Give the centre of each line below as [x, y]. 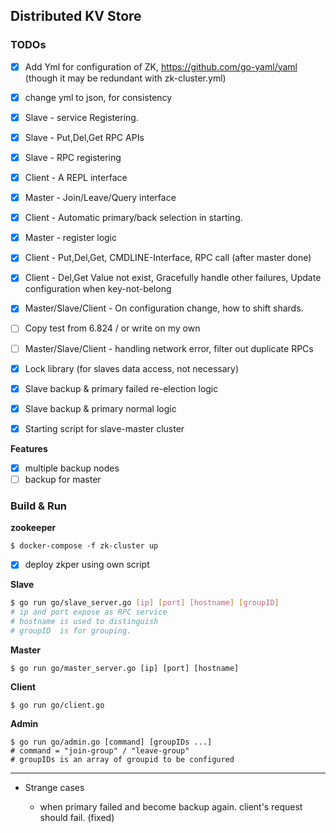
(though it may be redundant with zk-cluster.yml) [125, 78]
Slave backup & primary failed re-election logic [121, 388]
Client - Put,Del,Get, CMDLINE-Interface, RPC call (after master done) [168, 258]
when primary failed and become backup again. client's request [171, 806]
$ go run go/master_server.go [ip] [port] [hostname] [125, 668]
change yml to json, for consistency [98, 97]
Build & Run [39, 506]
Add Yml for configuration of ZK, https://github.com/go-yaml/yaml [161, 66]
